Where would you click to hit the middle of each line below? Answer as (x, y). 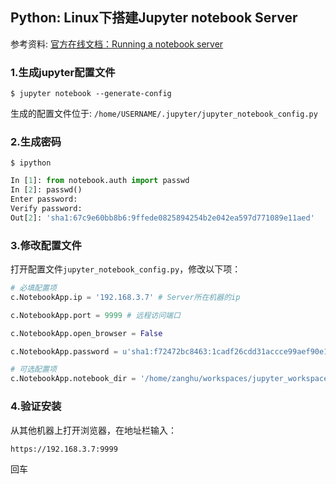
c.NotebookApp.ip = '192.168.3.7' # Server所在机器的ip (125, 297)
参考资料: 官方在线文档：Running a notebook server (117, 44)
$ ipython (31, 163)
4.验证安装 (36, 406)
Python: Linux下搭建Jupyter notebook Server (154, 18)
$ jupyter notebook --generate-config (91, 94)
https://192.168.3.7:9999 (64, 449)
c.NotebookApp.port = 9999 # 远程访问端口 (95, 315)
